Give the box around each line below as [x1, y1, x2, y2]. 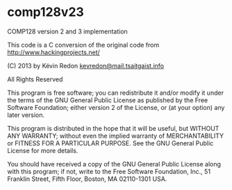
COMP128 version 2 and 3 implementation [7, 27, 129, 35]
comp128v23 [7, 4, 85, 20]
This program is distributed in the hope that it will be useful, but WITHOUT [7, 124, 219, 132]
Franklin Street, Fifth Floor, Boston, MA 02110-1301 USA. [7, 175, 167, 183]
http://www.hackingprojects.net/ [7, 48, 101, 56]
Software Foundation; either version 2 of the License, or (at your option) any [7, 103, 225, 111]
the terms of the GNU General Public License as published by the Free [7, 95, 208, 104]
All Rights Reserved [7, 74, 63, 84]
